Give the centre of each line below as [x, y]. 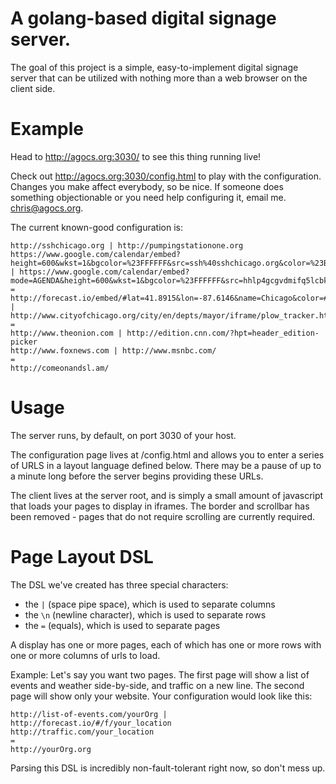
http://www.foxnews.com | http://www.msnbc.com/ [113, 350]
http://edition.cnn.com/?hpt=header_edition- [223, 333]
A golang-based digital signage [143, 18]
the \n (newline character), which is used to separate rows [145, 614]
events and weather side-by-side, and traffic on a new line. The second [157, 685]
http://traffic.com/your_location [82, 732]
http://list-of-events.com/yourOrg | [89, 714]
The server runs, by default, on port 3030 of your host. [123, 435]
